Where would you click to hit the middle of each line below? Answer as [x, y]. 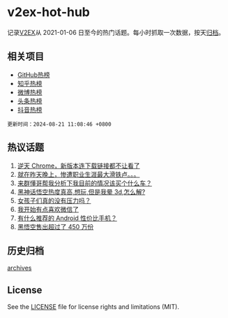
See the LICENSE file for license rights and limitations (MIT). [93, 307]
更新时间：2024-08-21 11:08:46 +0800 [59, 124]
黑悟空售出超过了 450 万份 [55, 226]
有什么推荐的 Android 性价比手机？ [67, 218]
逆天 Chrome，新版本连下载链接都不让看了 [79, 166]
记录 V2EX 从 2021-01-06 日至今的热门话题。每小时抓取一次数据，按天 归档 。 [116, 32]
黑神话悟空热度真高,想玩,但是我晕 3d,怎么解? [81, 191]
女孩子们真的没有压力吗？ [54, 201]
